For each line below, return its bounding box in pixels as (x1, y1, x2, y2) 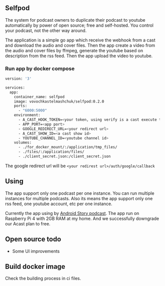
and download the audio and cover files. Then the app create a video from (5, 42, 156, 48)
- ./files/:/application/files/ (18, 149, 84, 154)
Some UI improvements (12, 248, 60, 254)
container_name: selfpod (14, 94, 65, 99)
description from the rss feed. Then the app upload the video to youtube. (5, 53, 153, 59)
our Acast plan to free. (5, 220, 51, 226)
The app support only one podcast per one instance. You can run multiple (5, 190, 155, 196)
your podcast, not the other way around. (5, 27, 87, 34)
